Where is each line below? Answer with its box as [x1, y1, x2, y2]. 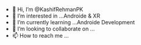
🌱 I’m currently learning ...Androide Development [12, 19, 136, 26]
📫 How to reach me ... [12, 32, 69, 39]
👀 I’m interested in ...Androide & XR [12, 12, 101, 19]
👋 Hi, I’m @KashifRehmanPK [12, 6, 84, 13]
